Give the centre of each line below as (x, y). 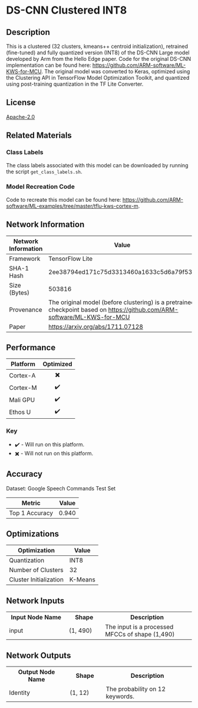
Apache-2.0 (21, 117)
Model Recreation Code (40, 187)
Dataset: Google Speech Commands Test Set (61, 488)
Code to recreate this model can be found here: (64, 199)
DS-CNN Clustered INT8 (67, 10)
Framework (25, 258)
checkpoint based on (77, 309)
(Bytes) (19, 292)
